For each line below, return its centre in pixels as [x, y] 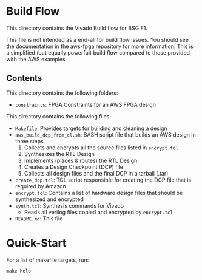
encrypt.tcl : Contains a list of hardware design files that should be [99, 193]
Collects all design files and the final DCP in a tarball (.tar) [96, 173]
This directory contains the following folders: [62, 93]
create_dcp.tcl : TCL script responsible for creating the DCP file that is [103, 180]
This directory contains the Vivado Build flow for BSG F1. [77, 28]
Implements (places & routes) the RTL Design [81, 160]
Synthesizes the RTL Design [59, 154]
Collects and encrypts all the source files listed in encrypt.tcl [101, 148]
